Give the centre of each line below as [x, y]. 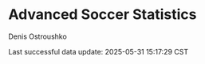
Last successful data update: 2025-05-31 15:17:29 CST [99, 51]
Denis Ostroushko [38, 36]
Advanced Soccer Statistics [102, 15]
